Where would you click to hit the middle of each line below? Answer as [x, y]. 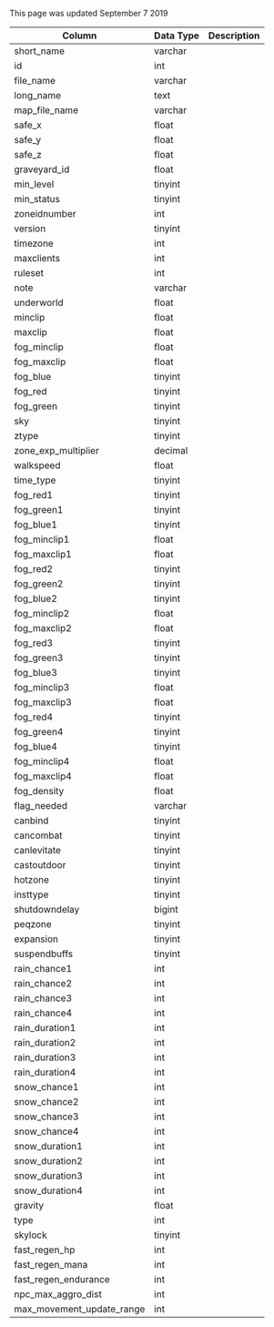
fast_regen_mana [51, 1265]
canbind [31, 821]
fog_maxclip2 [43, 628]
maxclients [37, 258]
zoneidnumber [45, 214]
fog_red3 [33, 643]
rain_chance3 [43, 998]
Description [234, 36]
